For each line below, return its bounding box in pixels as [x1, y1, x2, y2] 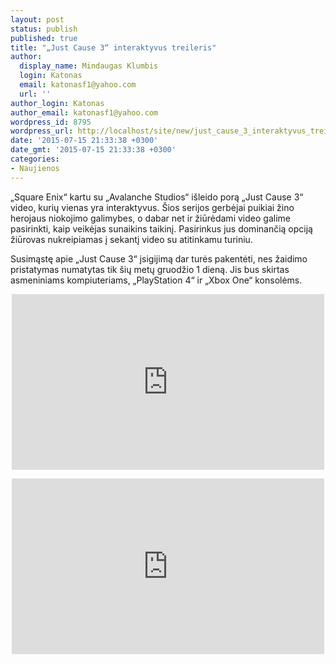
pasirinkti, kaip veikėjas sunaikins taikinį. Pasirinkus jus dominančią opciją [10, 222, 313, 235]
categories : [10, 154, 60, 164]
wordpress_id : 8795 [10, 117, 92, 127]
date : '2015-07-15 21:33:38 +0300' [10, 136, 159, 146]
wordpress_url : [10, 126, 74, 136]
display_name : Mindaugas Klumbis [19, 61, 159, 71]
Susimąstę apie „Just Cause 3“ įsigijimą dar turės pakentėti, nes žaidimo [10, 252, 308, 265]
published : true [10, 33, 78, 43]
